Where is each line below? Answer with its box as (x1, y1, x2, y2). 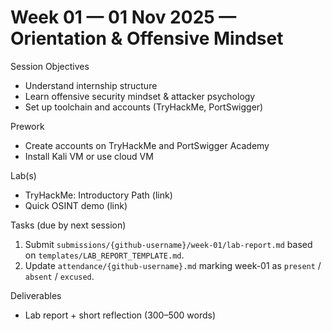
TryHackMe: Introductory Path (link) (24, 189, 173, 201)
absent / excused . (24, 270, 95, 282)
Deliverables (10, 289, 62, 301)
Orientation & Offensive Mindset (10, 27, 284, 50)
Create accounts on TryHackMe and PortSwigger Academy (24, 139, 270, 151)
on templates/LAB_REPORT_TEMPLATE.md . (24, 249, 185, 261)
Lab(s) (10, 169, 37, 181)
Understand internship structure (24, 79, 158, 91)
